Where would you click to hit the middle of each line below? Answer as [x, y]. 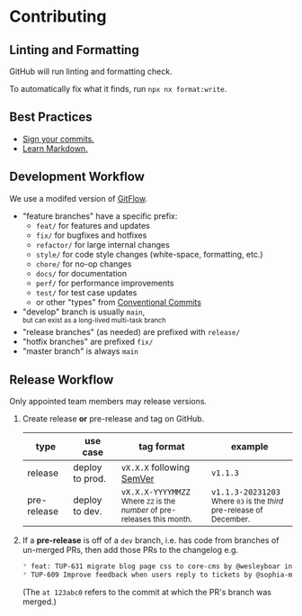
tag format [162, 447]
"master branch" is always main [80, 351]
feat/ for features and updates [93, 225]
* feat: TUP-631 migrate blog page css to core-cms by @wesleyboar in [157, 566]
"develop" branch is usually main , [84, 312]
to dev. [88, 512]
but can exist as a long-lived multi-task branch [94, 320]
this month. [173, 519]
